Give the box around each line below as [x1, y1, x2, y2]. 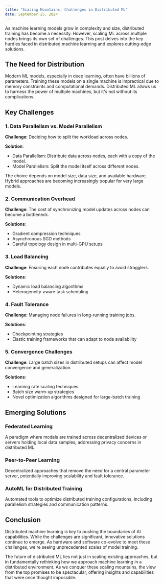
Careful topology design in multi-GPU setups [12, 241, 103, 247]
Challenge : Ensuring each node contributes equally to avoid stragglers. [5, 264, 149, 270]
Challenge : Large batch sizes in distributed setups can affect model [5, 359, 142, 365]
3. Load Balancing [5, 253, 49, 260]
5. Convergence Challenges [5, 348, 72, 355]
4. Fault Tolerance [5, 301, 49, 307]
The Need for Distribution [5, 60, 85, 69]
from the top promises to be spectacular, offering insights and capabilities [5, 569, 154, 575]
